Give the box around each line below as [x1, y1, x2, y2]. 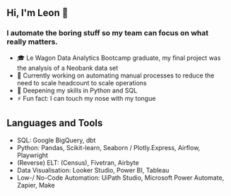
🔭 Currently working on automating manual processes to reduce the [16, 71, 215, 80]
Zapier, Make [16, 180, 55, 189]
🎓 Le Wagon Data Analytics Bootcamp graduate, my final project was [16, 54, 221, 62]
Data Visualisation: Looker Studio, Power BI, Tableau [16, 166, 170, 174]
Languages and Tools [6, 117, 103, 129]
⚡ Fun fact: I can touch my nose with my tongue [16, 94, 156, 102]
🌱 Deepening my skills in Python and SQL [16, 86, 138, 94]
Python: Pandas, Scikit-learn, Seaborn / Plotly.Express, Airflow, [16, 143, 201, 152]
